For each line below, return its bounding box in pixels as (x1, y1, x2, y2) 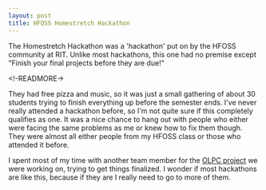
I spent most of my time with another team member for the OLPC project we (8, 155, 258, 164)
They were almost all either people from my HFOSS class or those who (8, 131, 241, 141)
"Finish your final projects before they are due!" (8, 57, 165, 68)
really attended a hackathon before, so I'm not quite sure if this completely (8, 105, 253, 116)
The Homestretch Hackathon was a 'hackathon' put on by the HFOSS (8, 41, 237, 50)
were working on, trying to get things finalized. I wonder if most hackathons (8, 164, 257, 173)
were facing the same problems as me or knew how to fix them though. (8, 123, 243, 133)
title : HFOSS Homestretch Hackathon (8, 19, 130, 27)
